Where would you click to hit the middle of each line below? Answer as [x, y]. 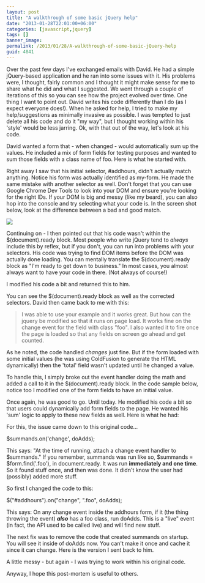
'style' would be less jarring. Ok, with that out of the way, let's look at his [98, 128]
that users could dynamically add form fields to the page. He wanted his [97, 408]
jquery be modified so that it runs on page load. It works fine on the [106, 321]
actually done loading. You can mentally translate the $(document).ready [98, 259]
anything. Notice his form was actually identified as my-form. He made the [100, 177]
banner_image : [24, 40]
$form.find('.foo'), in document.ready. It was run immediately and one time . [102, 463]
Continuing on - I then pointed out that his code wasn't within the [88, 233]
